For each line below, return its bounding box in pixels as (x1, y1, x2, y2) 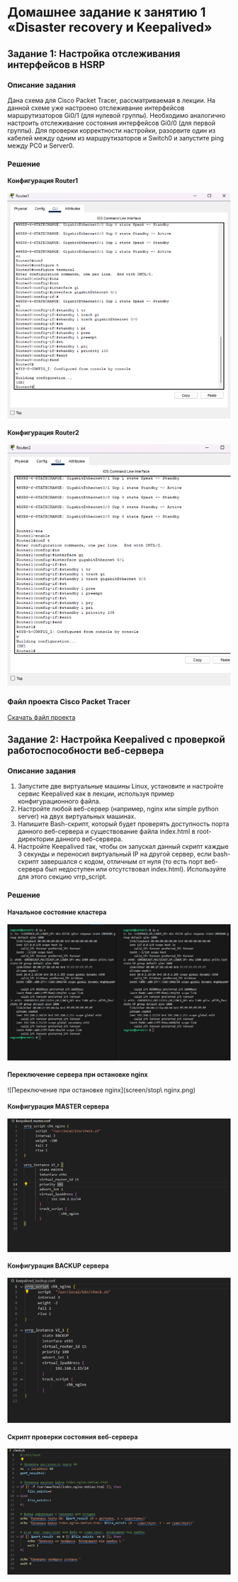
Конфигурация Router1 (7, 177, 79, 185)
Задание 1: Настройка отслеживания (7, 48, 181, 60)
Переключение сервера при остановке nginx (7, 1070, 148, 1079)
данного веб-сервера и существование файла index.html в (17, 828, 196, 836)
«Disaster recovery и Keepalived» (7, 19, 212, 35)
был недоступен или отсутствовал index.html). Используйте (45, 865, 227, 874)
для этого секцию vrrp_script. (17, 872, 108, 881)
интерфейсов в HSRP (7, 58, 106, 71)
